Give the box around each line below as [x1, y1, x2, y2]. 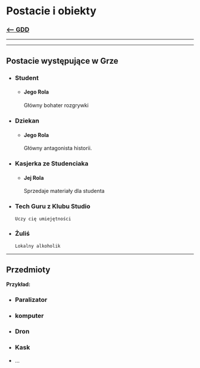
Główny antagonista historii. [23, 145, 92, 152]
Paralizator [14, 295, 48, 304]
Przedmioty [6, 265, 51, 275]
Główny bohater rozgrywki [23, 102, 89, 108]
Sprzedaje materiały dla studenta [23, 188, 105, 195]
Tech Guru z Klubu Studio [14, 202, 90, 211]
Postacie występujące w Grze [6, 55, 119, 66]
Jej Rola [23, 174, 44, 181]
